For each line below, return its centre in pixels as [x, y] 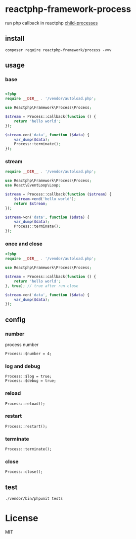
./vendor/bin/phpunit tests [34, 499]
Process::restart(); [26, 426]
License [22, 518]
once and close [24, 244]
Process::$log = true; [28, 376]
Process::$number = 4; [28, 354]
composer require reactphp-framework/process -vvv [58, 50]
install [15, 39]
